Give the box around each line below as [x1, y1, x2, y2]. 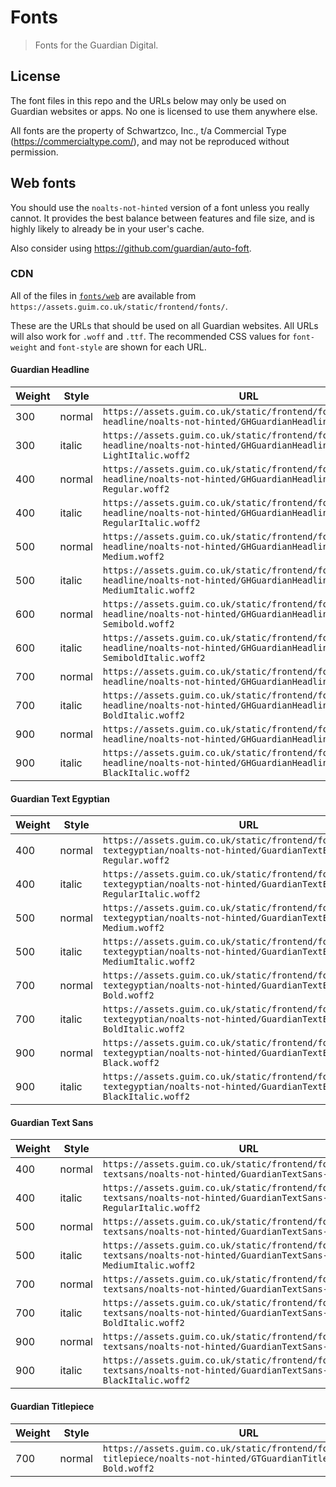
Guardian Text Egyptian [10, 792, 110, 805]
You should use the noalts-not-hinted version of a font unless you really [10, 201, 310, 213]
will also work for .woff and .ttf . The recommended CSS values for [10, 330, 291, 342]
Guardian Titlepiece [10, 1401, 95, 1413]
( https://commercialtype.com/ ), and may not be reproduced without [10, 135, 290, 147]
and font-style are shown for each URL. [39, 341, 207, 353]
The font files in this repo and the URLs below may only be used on [10, 94, 287, 106]
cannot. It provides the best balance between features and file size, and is [10, 212, 315, 224]
